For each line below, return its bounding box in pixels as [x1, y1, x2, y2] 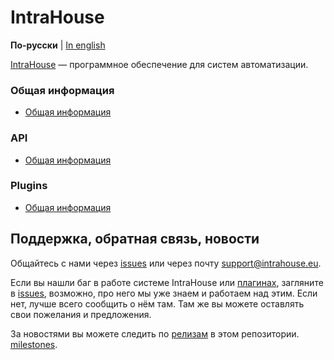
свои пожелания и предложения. [10, 308, 152, 320]
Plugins [10, 179, 48, 193]
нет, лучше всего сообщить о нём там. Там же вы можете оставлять [10, 297, 305, 310]
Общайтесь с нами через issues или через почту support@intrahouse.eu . [10, 257, 322, 269]
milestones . [10, 338, 58, 350]
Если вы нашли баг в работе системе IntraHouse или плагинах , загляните [10, 276, 324, 288]
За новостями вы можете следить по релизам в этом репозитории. [10, 327, 300, 340]
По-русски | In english [10, 39, 106, 51]
